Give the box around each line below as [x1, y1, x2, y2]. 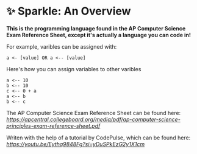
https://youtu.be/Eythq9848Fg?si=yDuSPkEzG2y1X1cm [6, 140, 145, 147]
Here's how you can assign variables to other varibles [6, 65, 141, 72]
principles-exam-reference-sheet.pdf [6, 122, 101, 129]
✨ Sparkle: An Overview [6, 4, 131, 18]
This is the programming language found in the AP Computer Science [6, 24, 186, 32]
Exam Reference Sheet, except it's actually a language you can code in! [6, 31, 191, 38]
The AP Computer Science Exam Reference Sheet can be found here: [6, 109, 181, 116]
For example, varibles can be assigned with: [6, 43, 117, 50]
